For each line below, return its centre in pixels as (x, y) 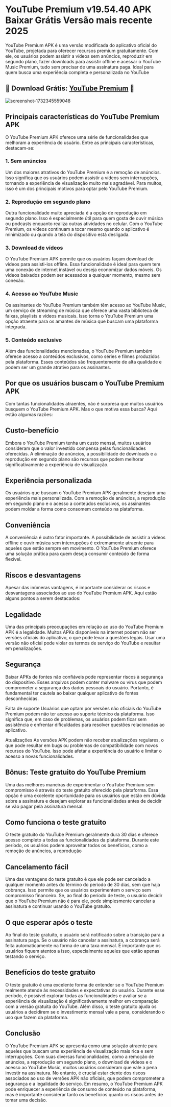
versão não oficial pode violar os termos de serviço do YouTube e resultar (83, 643)
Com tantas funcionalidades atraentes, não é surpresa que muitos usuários (84, 403)
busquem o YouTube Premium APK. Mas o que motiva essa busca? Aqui (81, 409)
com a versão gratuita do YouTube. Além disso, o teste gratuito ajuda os (81, 1006)
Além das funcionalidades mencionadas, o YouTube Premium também (79, 351)
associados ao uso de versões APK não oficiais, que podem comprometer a (85, 1078)
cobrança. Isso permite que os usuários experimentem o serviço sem (78, 890)
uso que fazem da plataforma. (37, 1017)
